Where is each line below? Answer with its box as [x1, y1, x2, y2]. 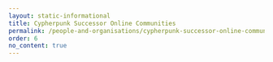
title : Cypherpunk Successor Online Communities [8, 19, 176, 27]
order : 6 [8, 34, 38, 43]
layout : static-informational [8, 11, 111, 20]
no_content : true [8, 42, 67, 50]
